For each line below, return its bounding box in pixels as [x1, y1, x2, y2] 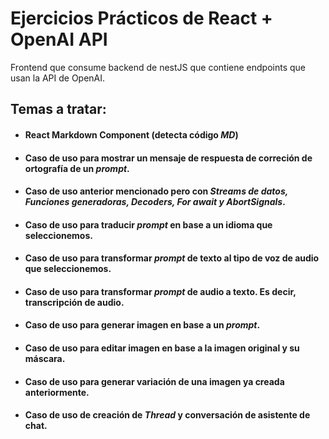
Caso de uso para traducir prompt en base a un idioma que [24, 218, 273, 231]
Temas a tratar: [10, 101, 107, 118]
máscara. [24, 353, 66, 365]
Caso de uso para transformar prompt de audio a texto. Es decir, [24, 285, 297, 297]
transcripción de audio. [24, 296, 125, 308]
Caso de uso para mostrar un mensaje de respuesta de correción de [24, 152, 313, 164]
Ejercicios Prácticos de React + [10, 7, 273, 30]
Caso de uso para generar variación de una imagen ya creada [24, 375, 285, 387]
